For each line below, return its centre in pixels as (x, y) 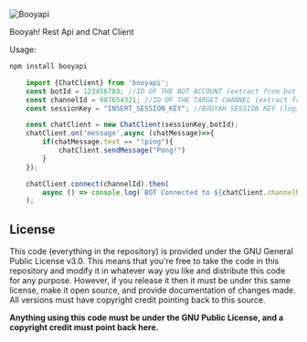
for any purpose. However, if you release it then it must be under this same (150, 281)
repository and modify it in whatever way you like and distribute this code (148, 271)
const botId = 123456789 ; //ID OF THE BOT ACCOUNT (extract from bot (161, 91)
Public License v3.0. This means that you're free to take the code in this (144, 262)
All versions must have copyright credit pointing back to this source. (138, 300)
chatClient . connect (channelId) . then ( (98, 184)
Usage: (23, 49)
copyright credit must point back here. (84, 327)
